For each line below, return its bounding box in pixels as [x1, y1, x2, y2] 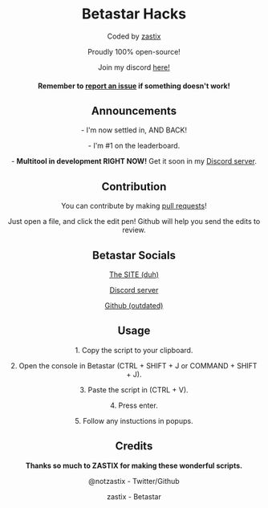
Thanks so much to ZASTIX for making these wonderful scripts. [26, 461, 242, 470]
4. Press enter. [110, 400, 158, 410]
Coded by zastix [107, 31, 161, 41]
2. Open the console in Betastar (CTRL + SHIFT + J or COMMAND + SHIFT [10, 360, 258, 370]
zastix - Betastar [107, 491, 161, 502]
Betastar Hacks [82, 5, 186, 23]
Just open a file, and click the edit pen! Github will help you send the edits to [7, 217, 261, 226]
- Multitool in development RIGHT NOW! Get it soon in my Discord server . [10, 156, 258, 166]
